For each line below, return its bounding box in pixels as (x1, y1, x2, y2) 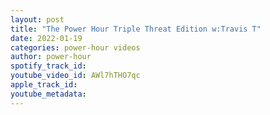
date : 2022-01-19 (10, 33, 83, 43)
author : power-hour (10, 52, 92, 62)
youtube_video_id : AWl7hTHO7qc (10, 71, 141, 81)
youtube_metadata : (10, 89, 87, 99)
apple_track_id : (10, 80, 78, 90)
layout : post (10, 14, 65, 25)
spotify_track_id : (10, 61, 87, 71)
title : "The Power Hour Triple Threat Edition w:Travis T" (10, 24, 262, 34)
